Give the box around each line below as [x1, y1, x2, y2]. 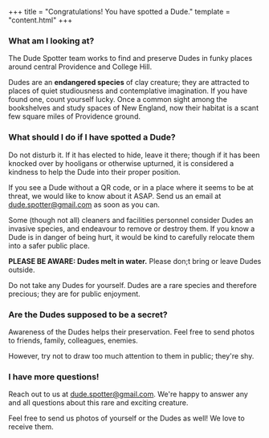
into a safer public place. [8, 241, 90, 250]
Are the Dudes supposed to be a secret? [8, 309, 168, 320]
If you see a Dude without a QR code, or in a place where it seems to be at [8, 182, 255, 192]
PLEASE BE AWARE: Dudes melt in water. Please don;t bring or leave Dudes [8, 256, 262, 266]
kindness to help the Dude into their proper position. [8, 167, 181, 176]
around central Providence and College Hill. [8, 62, 153, 71]
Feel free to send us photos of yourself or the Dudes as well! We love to [8, 413, 245, 424]
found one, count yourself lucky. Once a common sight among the [8, 95, 227, 104]
